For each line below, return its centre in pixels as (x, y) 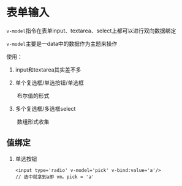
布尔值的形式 (33, 95)
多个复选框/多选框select (45, 108)
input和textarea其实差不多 (48, 69)
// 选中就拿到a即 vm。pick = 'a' (55, 177)
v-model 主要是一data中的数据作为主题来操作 (62, 43)
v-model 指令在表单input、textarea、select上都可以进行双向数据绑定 (91, 31)
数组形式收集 (33, 121)
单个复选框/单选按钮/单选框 (49, 83)
